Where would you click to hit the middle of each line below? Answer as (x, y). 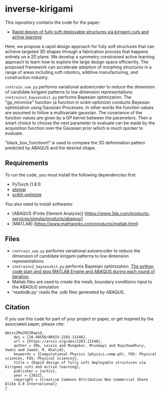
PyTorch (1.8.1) (26, 184)
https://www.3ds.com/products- (118, 213)
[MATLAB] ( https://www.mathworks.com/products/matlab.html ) (75, 223)
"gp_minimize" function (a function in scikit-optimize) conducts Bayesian (77, 102)
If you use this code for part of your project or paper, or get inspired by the (79, 319)
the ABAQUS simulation (36, 287)
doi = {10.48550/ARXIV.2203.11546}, (51, 337)
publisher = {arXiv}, (35, 371)
